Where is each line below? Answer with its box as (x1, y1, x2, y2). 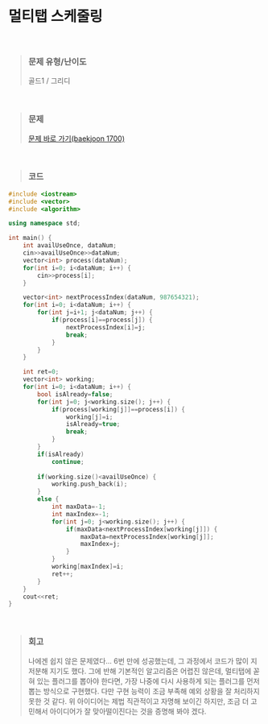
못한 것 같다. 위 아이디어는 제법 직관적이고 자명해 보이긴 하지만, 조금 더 (27, 696, 249, 705)
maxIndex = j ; (80, 540, 121, 548)
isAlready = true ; (65, 420, 121, 428)
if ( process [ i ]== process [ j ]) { (51, 316, 153, 325)
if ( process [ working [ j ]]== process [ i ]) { (51, 405, 185, 413)
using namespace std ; (8, 219, 81, 228)
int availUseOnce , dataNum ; (23, 242, 117, 250)
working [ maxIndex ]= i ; (51, 563, 125, 571)
